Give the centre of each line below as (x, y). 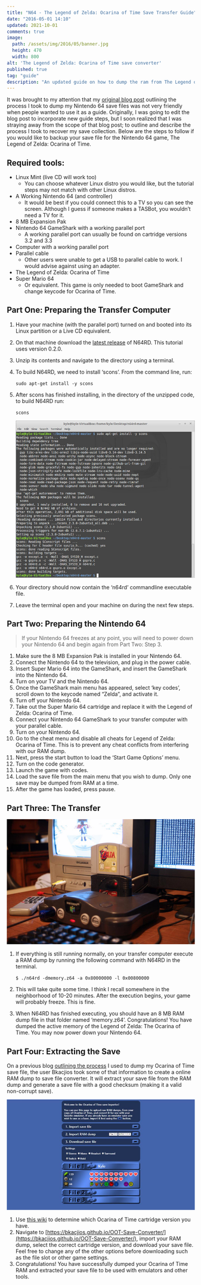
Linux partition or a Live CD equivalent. (63, 331)
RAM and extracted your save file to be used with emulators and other (101, 1270)
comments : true (26, 32)
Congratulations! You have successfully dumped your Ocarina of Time (102, 1264)
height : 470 (27, 51)
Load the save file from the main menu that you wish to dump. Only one (103, 777)
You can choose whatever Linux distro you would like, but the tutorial (109, 184)
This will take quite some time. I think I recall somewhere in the (92, 989)
